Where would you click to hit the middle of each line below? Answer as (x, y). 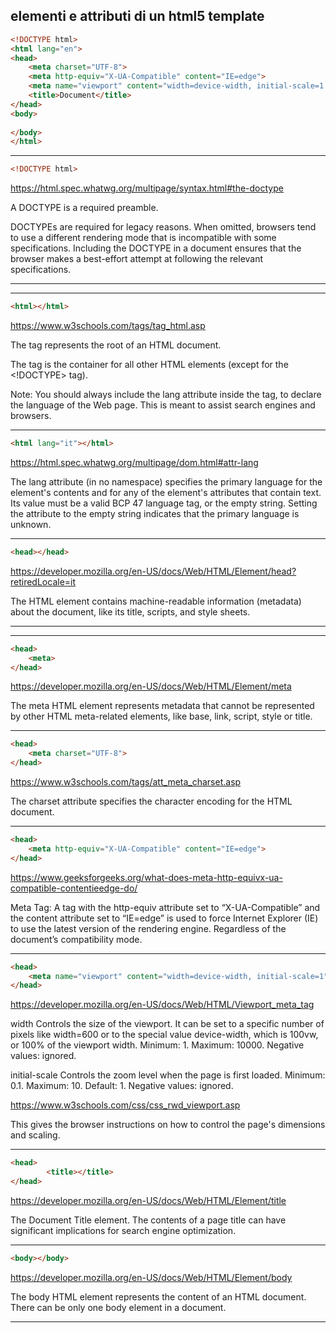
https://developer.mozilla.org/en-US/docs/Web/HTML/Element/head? (153, 571)
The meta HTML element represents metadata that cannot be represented (162, 706)
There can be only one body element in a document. (118, 1307)
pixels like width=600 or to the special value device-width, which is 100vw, (164, 1035)
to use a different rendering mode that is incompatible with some (143, 238)
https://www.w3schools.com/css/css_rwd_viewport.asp (125, 1105)
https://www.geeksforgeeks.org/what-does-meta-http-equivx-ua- (146, 877)
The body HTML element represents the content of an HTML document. (158, 1296)
